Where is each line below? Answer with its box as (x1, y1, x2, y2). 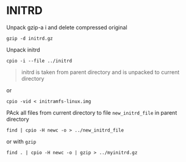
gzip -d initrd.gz (6, 35, 53, 41)
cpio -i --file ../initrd (6, 58, 72, 64)
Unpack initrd (6, 46, 41, 53)
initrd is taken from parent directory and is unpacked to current (21, 68, 180, 76)
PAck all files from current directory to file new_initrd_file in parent (6, 109, 177, 116)
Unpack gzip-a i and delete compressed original (6, 24, 127, 31)
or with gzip (6, 138, 37, 145)
